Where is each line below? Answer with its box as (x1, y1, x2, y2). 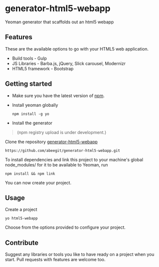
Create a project (5, 207, 37, 213)
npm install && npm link (5, 171, 55, 176)
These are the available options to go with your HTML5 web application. (5, 46, 149, 51)
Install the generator (12, 120, 52, 126)
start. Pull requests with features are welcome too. (5, 257, 106, 263)
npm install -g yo (12, 111, 49, 117)
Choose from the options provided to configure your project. (5, 224, 126, 231)
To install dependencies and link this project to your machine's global (5, 156, 143, 163)
